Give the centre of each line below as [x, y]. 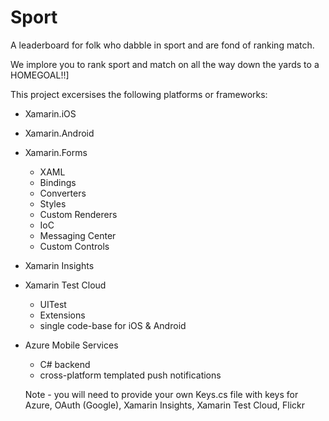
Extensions [62, 315]
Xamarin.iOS [50, 113]
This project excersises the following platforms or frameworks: [139, 94]
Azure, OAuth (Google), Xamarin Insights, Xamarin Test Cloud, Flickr [164, 405]
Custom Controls [74, 246]
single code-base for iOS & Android [113, 325]
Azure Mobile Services [71, 345]
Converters [63, 193]
